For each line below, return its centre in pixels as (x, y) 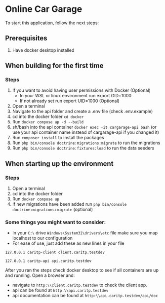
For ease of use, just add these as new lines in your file (68, 243)
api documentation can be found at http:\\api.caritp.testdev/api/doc (85, 296)
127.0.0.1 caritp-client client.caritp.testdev (55, 253)
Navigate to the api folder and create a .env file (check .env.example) (82, 112)
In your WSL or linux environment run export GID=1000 (76, 96)
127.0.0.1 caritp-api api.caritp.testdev (48, 261)
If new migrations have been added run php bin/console (69, 204)
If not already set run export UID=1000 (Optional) (69, 101)
